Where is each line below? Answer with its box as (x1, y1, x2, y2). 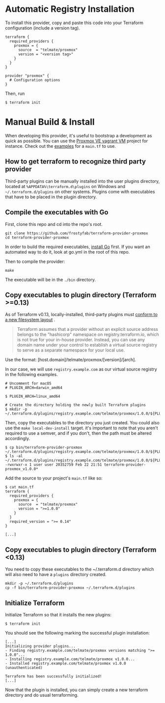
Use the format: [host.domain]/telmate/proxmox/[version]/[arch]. (5, 357, 137, 363)
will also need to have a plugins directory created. (5, 572, 107, 577)
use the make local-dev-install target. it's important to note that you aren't (5, 425, 158, 431)
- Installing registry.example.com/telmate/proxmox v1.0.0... (5, 656, 135, 662)
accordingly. (5, 436, 30, 442)
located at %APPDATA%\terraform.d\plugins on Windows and (5, 183, 126, 189)
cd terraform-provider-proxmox (5, 235, 69, 240)
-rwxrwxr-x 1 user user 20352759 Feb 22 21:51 (5, 462, 102, 467)
